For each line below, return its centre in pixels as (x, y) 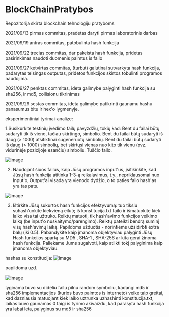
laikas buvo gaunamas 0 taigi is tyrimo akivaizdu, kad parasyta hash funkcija (85, 303)
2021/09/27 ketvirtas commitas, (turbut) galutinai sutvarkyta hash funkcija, (83, 68)
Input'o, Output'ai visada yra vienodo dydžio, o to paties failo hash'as (84, 180)
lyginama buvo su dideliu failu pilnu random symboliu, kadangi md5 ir (77, 287)
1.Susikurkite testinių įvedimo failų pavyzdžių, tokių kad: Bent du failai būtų (82, 128)
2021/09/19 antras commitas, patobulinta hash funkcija (62, 43)
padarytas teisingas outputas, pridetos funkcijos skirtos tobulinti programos (84, 73)
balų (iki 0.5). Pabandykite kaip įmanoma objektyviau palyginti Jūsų (82, 232)
